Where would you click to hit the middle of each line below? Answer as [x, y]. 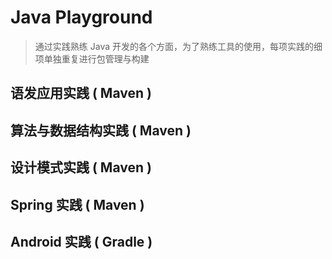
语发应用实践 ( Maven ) [81, 93]
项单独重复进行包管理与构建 [92, 58]
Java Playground [81, 17]
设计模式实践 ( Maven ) [81, 167]
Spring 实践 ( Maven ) [77, 204]
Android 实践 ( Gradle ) [81, 241]
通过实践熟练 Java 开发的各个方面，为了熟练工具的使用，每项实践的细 [178, 46]
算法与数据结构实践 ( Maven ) [101, 130]
